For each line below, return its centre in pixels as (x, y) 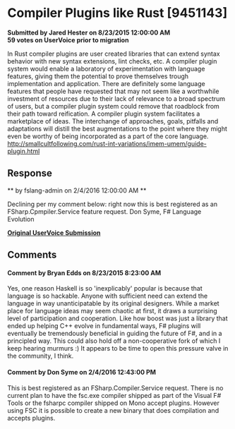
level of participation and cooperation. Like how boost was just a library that (117, 318)
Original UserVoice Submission (54, 232)
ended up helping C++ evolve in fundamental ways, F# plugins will (104, 326)
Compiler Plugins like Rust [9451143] (117, 13)
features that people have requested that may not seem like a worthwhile (113, 91)
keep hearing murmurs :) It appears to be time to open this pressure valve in (118, 349)
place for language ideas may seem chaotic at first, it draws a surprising (112, 311)
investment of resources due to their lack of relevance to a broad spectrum (116, 98)
